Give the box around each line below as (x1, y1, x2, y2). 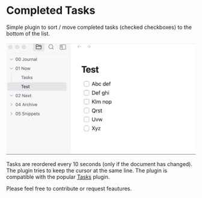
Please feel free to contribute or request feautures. (6, 185, 132, 192)
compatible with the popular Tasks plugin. (6, 173, 110, 181)
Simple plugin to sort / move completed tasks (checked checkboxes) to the (6, 23, 192, 31)
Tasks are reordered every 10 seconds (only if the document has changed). (6, 160, 193, 167)
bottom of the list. (6, 29, 50, 37)
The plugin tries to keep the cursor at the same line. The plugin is (6, 167, 167, 174)
